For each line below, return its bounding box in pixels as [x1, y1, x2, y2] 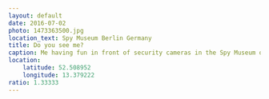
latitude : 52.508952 [22, 64, 91, 72]
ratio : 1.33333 [8, 78, 59, 86]
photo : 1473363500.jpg [8, 26, 84, 34]
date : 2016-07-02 [8, 19, 66, 27]
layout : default [8, 11, 62, 20]
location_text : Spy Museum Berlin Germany [8, 34, 152, 42]
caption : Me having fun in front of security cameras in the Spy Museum [8, 49, 256, 57]
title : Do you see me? [8, 42, 84, 49]
